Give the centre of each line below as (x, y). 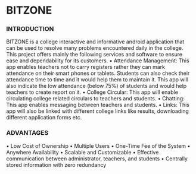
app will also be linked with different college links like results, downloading (98, 111)
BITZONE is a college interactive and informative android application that (95, 42)
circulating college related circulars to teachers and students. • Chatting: (95, 99)
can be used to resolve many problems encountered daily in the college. (95, 48)
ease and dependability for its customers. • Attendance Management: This (98, 61)
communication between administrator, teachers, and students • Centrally (97, 159)
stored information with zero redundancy (56, 164)
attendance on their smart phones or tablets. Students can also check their (98, 73)
